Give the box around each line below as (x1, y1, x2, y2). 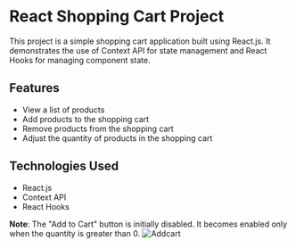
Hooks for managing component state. (9, 54, 151, 65)
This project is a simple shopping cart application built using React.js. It (9, 36, 271, 46)
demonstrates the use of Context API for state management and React (9, 45, 267, 55)
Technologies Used (9, 159, 119, 174)
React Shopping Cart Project (9, 6, 225, 27)
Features (9, 80, 60, 95)
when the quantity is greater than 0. (9, 227, 141, 238)
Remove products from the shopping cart (21, 123, 174, 134)
